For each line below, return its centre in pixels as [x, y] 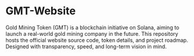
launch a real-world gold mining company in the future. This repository [92, 33]
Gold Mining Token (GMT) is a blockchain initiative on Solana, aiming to [92, 27]
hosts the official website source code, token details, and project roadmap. [97, 40]
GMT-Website [41, 11]
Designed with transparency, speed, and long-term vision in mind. [86, 46]
